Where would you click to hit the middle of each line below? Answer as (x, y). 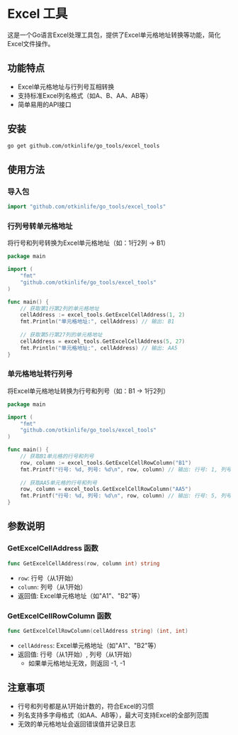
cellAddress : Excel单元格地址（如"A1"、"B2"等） (89, 645)
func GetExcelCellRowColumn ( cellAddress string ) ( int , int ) (98, 631)
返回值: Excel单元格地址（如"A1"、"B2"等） (80, 595)
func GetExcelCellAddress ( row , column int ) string (84, 563)
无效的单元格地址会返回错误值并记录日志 (76, 724)
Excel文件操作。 (31, 43)
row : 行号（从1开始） (47, 577)
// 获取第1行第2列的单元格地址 (60, 309)
